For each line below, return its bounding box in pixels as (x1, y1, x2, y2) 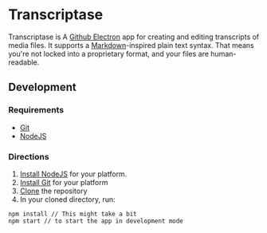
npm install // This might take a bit (8, 210, 137, 218)
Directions (8, 151, 49, 162)
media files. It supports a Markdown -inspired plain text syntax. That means (8, 40, 254, 49)
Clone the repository (19, 186, 88, 195)
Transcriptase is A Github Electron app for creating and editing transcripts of (8, 32, 260, 41)
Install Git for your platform (19, 177, 108, 187)
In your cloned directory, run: (19, 194, 116, 204)
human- (210, 49, 237, 58)
